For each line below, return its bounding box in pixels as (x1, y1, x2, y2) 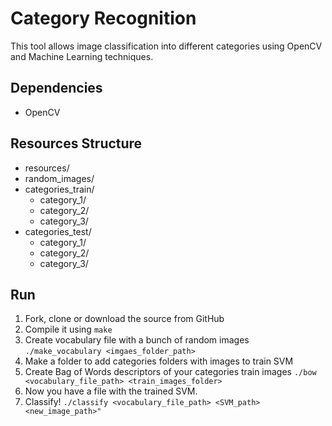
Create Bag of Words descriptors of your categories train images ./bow (24, 366, 317, 378)
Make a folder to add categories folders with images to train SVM (24, 355, 294, 367)
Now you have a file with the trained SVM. (24, 385, 198, 397)
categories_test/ (24, 225, 92, 237)
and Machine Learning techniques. (10, 50, 154, 62)
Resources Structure (10, 135, 143, 152)
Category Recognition (10, 7, 197, 30)
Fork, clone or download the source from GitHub (24, 313, 225, 325)
